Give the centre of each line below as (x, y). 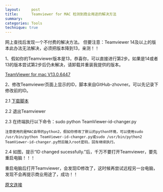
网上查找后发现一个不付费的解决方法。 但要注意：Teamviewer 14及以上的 (79, 42)
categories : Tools (24, 23)
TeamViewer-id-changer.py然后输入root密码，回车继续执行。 (61, 142)
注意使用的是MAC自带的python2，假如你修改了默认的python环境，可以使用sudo (74, 132)
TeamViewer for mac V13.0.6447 (38, 75)
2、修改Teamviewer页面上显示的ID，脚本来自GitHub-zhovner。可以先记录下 (82, 85)
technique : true (21, 28)
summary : (14, 19)
